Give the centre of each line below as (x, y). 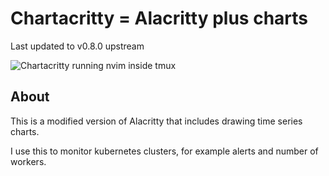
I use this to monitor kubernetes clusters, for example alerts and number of (164, 151)
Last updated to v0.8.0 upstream (77, 46)
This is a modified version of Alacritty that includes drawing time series (156, 121)
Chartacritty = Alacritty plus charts (159, 18)
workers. (28, 161)
